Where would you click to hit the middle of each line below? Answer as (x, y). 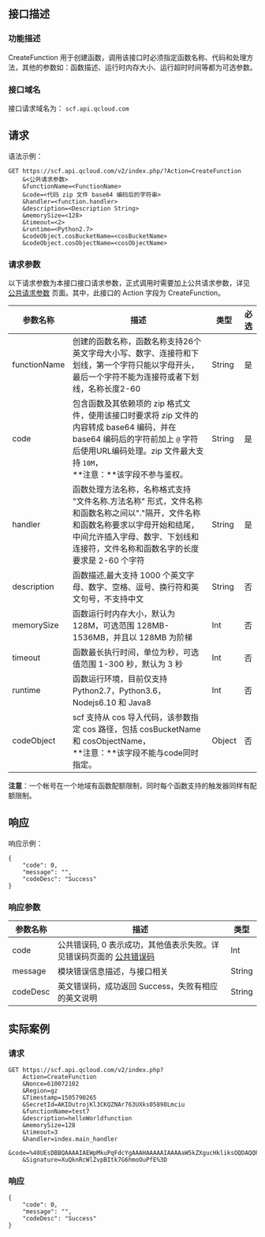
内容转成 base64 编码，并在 (124, 427)
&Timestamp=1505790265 (60, 1097)
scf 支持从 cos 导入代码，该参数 (132, 718)
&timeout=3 (40, 1132)
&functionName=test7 (56, 1111)
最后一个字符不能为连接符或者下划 (136, 377)
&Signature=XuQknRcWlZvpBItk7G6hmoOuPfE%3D (95, 1160)
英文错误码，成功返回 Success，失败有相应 (138, 987)
